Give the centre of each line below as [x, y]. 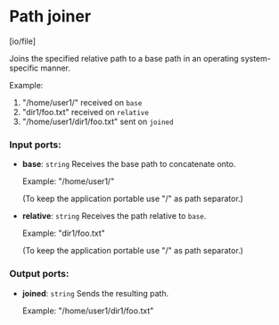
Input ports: [35, 145]
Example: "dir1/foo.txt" [63, 233]
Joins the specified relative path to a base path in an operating [124, 58]
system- [256, 58]
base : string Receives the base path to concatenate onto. [129, 164]
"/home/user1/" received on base [82, 102]
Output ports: [39, 274]
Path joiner [50, 17]
